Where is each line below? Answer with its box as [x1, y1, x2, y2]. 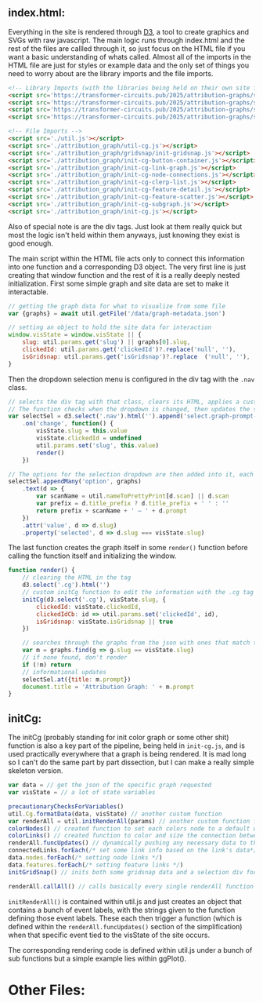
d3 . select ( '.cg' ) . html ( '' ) [22, 581, 110, 589]
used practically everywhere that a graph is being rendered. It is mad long [8, 750, 247, 759]
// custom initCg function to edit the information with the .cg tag [22, 589, 254, 596]
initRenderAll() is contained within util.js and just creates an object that [8, 896, 243, 906]
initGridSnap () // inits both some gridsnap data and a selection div [8, 868, 243, 876]
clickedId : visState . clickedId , [36, 603, 142, 611]
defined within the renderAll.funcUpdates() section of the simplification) [8, 921, 243, 931]
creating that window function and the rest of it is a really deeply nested [8, 270, 240, 279]
